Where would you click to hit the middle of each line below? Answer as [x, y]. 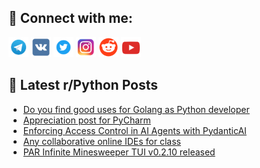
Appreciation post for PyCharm [86, 120]
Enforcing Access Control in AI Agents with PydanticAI [134, 130]
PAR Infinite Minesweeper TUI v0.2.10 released [119, 152]
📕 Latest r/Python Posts [83, 85]
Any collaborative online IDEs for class [101, 141]
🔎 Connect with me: [70, 18]
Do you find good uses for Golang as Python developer [136, 109]
